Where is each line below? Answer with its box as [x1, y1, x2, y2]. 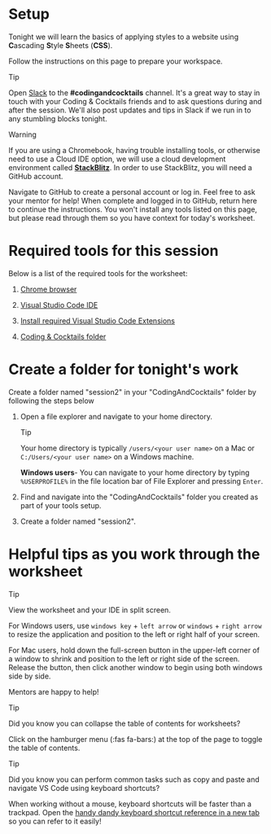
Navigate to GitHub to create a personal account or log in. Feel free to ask [8, 187, 256, 196]
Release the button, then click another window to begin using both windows [8, 662, 263, 672]
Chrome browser [20, 284, 77, 294]
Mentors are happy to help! [8, 687, 99, 696]
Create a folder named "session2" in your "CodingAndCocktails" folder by [8, 387, 256, 397]
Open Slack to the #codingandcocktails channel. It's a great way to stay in [8, 87, 260, 98]
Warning [8, 129, 37, 139]
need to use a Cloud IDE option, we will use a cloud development [8, 154, 226, 164]
